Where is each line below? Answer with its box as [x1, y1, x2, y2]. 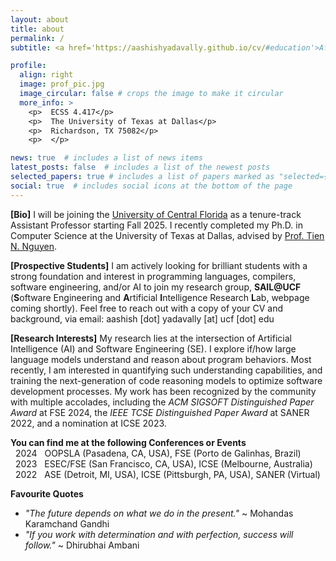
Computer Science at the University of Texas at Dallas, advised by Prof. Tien [10, 229, 325, 241]
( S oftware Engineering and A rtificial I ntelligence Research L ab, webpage [10, 291, 310, 303]
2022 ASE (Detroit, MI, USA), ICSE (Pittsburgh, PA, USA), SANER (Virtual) [14, 468, 321, 480]
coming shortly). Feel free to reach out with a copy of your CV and [10, 302, 284, 314]
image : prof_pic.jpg [19, 79, 105, 90]
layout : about [10, 14, 70, 25]
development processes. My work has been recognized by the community [10, 385, 317, 397]
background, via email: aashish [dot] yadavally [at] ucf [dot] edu [10, 312, 275, 325]
